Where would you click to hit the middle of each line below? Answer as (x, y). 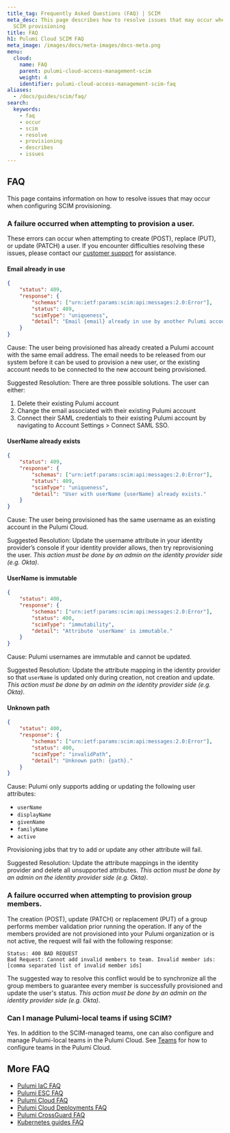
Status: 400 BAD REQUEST (42, 953)
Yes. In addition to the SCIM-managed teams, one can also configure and (111, 1033)
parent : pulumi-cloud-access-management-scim (86, 71)
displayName (34, 815)
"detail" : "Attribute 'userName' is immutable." (102, 631)
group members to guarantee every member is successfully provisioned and (115, 985)
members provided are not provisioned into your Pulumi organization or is (111, 933)
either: (16, 390)
